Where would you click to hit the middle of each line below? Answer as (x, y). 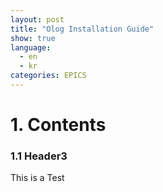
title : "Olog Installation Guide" (82, 29)
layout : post (37, 19)
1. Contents (58, 125)
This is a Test (37, 178)
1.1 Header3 (39, 156)
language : (31, 47)
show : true (33, 38)
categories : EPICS (48, 76)
